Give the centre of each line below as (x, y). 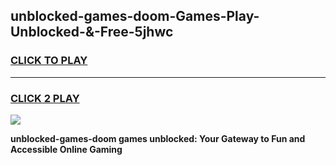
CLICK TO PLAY (49, 61)
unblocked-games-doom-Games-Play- (135, 16)
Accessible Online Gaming (66, 149)
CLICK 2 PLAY (45, 98)
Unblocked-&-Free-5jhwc (92, 32)
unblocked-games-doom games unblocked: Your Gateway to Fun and (158, 138)
